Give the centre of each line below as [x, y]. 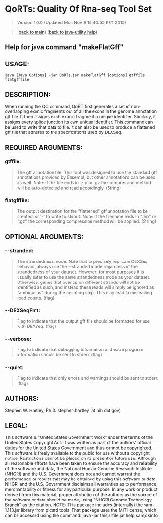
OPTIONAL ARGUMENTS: [45, 237]
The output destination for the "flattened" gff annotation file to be [82, 211]
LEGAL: [17, 425]
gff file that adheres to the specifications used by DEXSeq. [64, 132]
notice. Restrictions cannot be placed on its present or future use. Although [81, 458]
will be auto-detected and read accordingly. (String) [69, 188]
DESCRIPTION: [28, 95]
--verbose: [18, 339]
